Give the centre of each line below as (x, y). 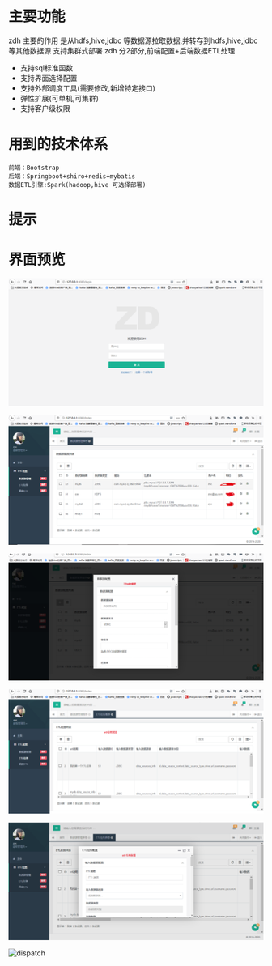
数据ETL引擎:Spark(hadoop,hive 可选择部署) (77, 185)
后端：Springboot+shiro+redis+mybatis (72, 176)
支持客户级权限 (45, 108)
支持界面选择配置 (49, 78)
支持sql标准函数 (47, 68)
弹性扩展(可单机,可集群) (59, 98)
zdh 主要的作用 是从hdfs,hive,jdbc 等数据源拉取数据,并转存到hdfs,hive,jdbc (133, 40)
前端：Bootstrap (34, 168)
